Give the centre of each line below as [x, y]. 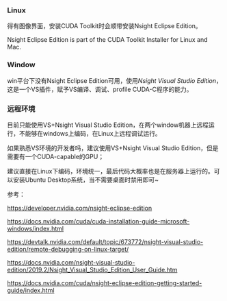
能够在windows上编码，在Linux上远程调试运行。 [93, 133]
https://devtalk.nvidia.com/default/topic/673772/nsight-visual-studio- [105, 241]
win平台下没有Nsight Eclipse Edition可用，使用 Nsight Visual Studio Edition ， [115, 80]
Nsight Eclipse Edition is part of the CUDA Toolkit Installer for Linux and [107, 40]
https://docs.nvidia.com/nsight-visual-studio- [71, 262]
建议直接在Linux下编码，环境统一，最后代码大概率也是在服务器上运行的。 [110, 171]
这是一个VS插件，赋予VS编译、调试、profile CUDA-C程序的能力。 [100, 89]
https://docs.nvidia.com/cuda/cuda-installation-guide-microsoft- [98, 221]
